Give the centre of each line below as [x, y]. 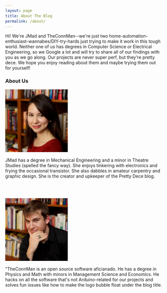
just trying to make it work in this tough [120, 41]
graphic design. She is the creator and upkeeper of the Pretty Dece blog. [80, 176]
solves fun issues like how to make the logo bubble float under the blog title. [84, 285]
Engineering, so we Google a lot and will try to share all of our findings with [82, 52]
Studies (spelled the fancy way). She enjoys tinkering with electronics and [81, 165]
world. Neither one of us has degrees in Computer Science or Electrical [79, 47]
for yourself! [18, 68]
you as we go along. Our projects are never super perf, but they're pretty [80, 57]
